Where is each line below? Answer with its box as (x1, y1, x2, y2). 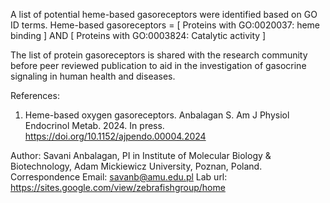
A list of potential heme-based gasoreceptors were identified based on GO (10, 9, 318, 20)
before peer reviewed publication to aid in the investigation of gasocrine (10, 60, 307, 71)
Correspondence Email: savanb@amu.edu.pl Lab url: (10, 171, 228, 183)
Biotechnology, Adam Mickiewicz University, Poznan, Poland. (10, 160, 263, 172)
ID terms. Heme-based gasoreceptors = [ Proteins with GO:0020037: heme (10, 19, 321, 31)
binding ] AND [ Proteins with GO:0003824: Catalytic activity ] (10, 30, 267, 41)
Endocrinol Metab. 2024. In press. (24, 120, 165, 131)
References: (10, 90, 60, 101)
